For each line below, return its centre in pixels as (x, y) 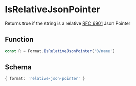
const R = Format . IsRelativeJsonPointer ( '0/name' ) (60, 51)
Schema (18, 67)
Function (19, 39)
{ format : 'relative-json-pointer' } (45, 79)
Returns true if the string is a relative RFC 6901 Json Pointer (68, 23)
